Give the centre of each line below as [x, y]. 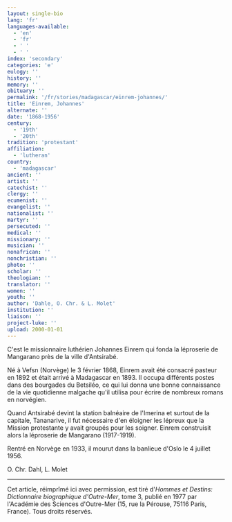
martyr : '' [23, 220]
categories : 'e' [30, 65]
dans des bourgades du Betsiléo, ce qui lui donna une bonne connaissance [114, 385]
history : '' [24, 78]
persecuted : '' [29, 226]
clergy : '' [23, 194]
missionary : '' [29, 239]
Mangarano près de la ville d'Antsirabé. [63, 356]
